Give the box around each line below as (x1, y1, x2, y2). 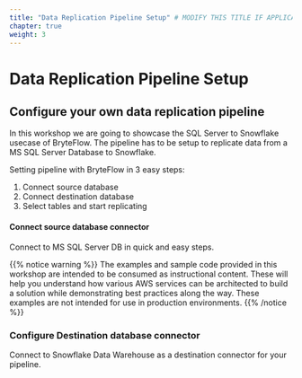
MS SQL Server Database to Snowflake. (9, 147, 156, 158)
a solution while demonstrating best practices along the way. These (9, 287, 260, 298)
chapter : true (9, 22, 63, 31)
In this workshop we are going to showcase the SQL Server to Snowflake (9, 127, 280, 139)
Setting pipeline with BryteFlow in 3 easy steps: (9, 164, 186, 175)
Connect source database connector (9, 221, 150, 232)
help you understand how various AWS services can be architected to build (9, 277, 289, 288)
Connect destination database (22, 191, 135, 202)
